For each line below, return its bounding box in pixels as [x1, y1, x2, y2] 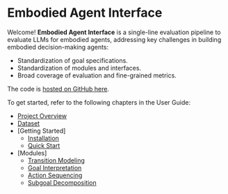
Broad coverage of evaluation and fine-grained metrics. [17, 71, 177, 80]
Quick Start [27, 141, 60, 149]
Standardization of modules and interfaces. [17, 64, 141, 72]
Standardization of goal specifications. [17, 56, 129, 64]
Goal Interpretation [27, 163, 82, 172]
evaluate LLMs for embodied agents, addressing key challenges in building [7, 35, 222, 43]
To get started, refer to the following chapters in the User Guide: [7, 98, 191, 106]
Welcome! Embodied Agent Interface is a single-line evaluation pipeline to [7, 28, 221, 36]
